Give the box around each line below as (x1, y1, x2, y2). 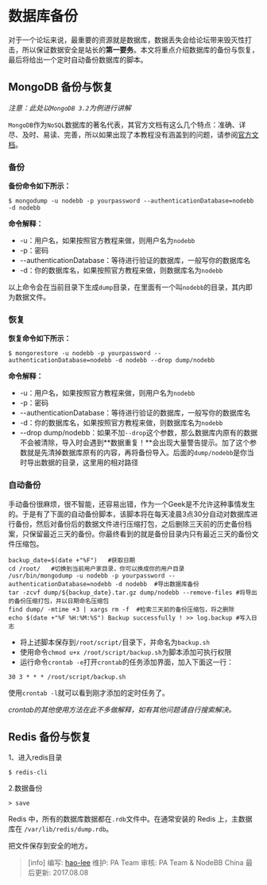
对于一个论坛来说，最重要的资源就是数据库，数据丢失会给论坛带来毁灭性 (8, 35, 245, 44)
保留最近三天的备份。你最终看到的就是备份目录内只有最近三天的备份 (29, 529, 252, 539)
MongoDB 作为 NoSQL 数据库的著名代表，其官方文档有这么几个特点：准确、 (8, 120, 239, 129)
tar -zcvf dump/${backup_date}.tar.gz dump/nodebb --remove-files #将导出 (8, 589, 257, 597)
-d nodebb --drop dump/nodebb (114, 357, 215, 365)
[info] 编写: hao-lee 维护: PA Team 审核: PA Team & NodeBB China (27, 858, 244, 868)
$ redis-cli (8, 768, 48, 777)
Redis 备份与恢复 (8, 730, 91, 744)
